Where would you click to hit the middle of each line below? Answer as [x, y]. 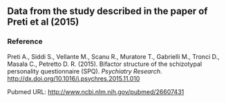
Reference [25, 42]
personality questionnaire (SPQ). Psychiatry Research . [85, 71]
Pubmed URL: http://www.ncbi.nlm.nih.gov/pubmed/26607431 [96, 91]
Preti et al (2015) [43, 22]
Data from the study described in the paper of [107, 11]
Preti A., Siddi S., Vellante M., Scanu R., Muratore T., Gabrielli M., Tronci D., [113, 56]
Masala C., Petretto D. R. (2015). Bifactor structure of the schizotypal [105, 64]
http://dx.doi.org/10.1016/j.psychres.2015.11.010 [74, 78]
